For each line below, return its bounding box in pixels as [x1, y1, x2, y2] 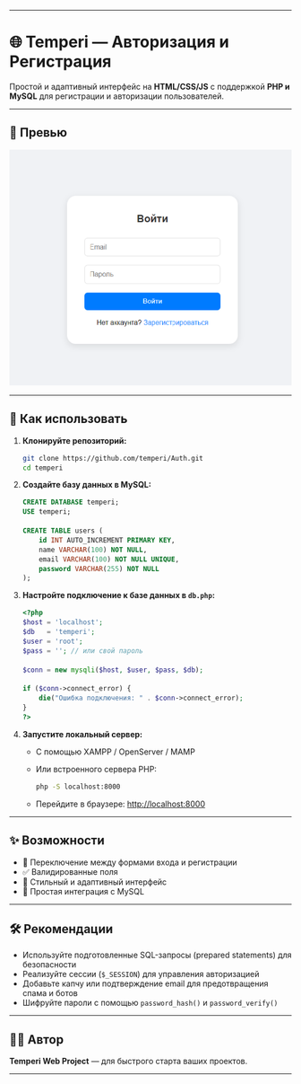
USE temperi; [21, 507, 72, 516]
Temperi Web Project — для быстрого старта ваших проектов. [9, 1056, 248, 1067]
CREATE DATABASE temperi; [21, 498, 119, 507]
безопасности [21, 959, 77, 970]
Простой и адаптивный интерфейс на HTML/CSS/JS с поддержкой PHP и [9, 81, 290, 92]
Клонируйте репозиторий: [21, 435, 127, 445]
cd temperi [21, 463, 64, 472]
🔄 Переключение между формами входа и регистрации [21, 857, 237, 868]
